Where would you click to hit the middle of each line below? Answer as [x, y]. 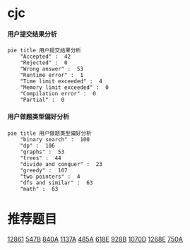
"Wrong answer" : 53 [52, 69]
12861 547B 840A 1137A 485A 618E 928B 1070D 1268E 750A [95, 239]
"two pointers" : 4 [50, 177]
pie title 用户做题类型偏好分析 [49, 133]
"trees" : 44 [41, 158]
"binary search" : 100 [55, 139]
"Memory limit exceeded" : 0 [65, 88]
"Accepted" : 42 [46, 57]
